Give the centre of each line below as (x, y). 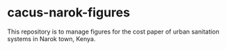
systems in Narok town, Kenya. (51, 38)
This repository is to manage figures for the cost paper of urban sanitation (113, 32)
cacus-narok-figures (69, 13)
